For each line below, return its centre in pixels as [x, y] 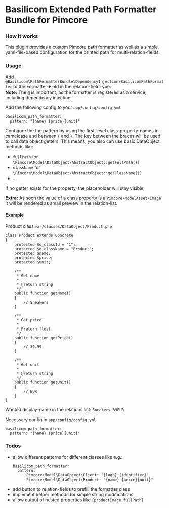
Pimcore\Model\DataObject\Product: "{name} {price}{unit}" [90, 480]
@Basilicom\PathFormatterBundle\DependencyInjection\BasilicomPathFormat [85, 82]
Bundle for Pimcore [47, 20]
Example [15, 215]
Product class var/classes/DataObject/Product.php [59, 226]
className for [26, 167]
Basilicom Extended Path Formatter [81, 9]
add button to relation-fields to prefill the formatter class [71, 489]
